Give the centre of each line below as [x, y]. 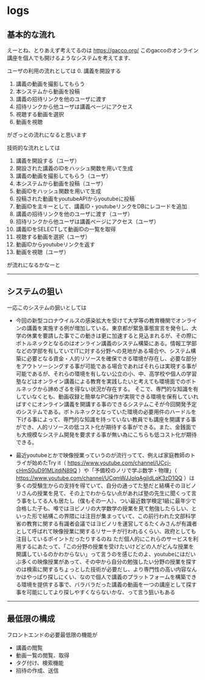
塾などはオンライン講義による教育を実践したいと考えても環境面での [101, 381]
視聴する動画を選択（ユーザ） [53, 237]
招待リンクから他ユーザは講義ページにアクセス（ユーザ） [88, 222]
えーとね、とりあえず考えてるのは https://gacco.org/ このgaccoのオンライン [103, 50]
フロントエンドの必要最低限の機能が [52, 634]
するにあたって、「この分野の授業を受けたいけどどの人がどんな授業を [107, 546]
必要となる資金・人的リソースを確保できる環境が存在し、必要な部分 [112, 358]
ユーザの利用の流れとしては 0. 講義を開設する [64, 71]
